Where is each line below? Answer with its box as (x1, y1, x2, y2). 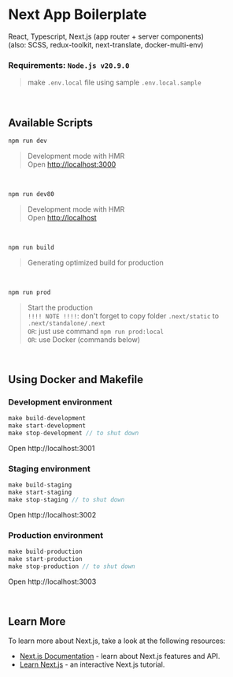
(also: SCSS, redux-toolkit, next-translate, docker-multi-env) (8, 39, 204, 49)
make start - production (8, 555, 83, 562)
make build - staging (8, 481, 72, 489)
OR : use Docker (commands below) (27, 334, 140, 344)
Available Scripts (8, 116, 93, 130)
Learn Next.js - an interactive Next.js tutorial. (19, 660, 165, 669)
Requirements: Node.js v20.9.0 (8, 59, 130, 70)
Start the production (27, 303, 93, 312)
